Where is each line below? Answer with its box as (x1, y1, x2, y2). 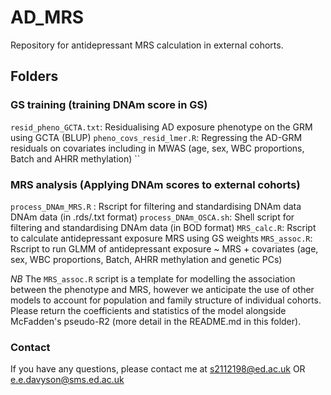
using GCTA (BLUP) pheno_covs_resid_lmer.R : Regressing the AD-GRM (10, 131, 303, 143)
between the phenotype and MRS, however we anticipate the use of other (10, 283, 315, 295)
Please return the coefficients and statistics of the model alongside (10, 304, 287, 316)
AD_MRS (10, 6, 85, 29)
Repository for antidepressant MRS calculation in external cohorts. (10, 39, 284, 51)
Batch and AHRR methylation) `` (10, 152, 141, 165)
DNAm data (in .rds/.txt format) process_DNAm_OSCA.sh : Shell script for (10, 211, 295, 223)
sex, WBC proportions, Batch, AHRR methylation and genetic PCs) (10, 253, 283, 265)
